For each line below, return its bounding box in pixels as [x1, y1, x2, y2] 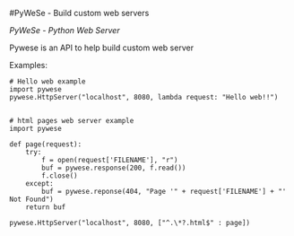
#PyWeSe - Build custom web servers [9, 8, 150, 18]
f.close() [41, 171, 78, 180]
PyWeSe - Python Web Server [9, 25, 120, 35]
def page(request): [9, 140, 82, 149]
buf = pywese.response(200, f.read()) [41, 163, 186, 172]
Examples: [9, 60, 48, 70]
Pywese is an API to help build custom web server [9, 42, 195, 53]
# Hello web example [9, 77, 87, 86]
